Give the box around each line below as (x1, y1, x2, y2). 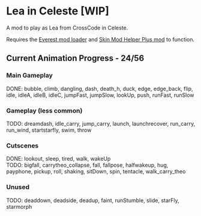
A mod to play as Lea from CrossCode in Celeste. (6, 24, 128, 31)
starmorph (6, 203, 32, 210)
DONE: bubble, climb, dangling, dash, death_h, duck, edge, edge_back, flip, (6, 85, 193, 92)
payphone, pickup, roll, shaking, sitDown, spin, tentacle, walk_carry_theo (6, 168, 186, 175)
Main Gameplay (6, 71, 53, 79)
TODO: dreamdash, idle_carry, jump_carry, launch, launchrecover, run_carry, (6, 120, 196, 127)
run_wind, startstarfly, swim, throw (6, 126, 92, 134)
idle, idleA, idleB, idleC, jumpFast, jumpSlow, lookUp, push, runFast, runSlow (6, 91, 194, 99)
